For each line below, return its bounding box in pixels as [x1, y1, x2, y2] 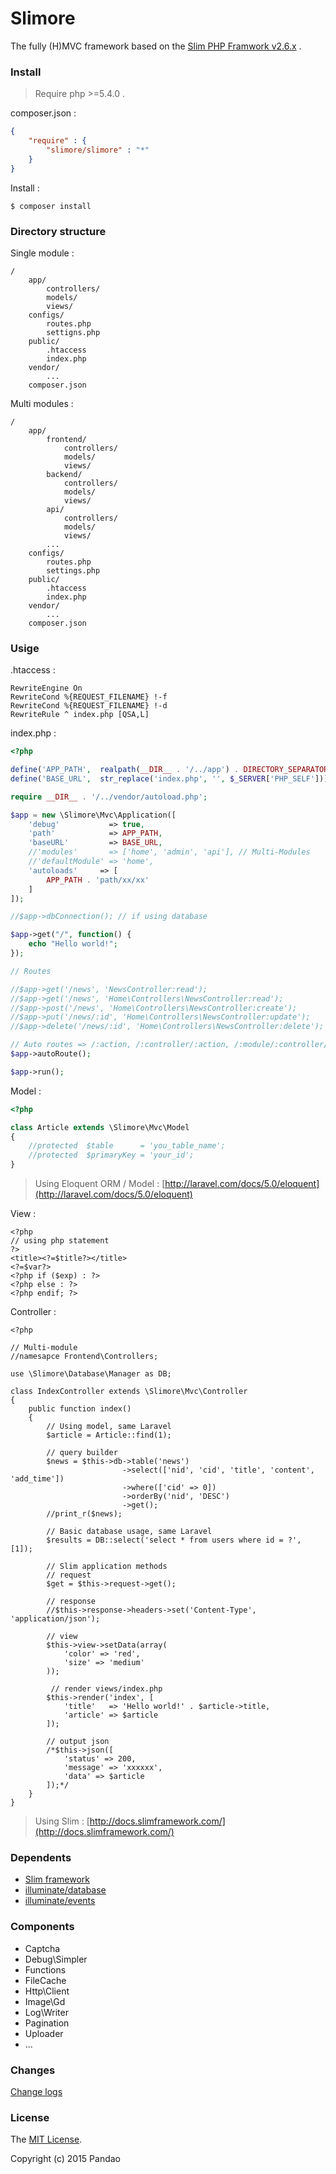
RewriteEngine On [10, 683, 83, 694]
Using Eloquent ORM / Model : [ [34, 1178, 166, 1190]
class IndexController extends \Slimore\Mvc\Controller [10, 1387, 248, 1397]
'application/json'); [10, 1614, 101, 1624]
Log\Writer [24, 2006, 69, 2018]
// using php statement [10, 1236, 110, 1246]
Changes [10, 2063, 56, 2077]
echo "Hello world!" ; [28, 939, 118, 949]
